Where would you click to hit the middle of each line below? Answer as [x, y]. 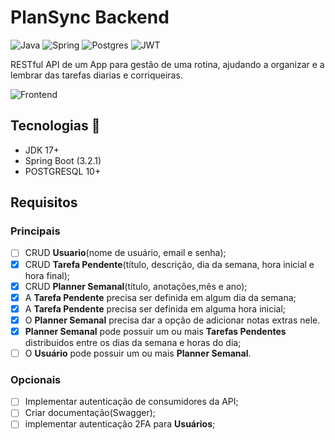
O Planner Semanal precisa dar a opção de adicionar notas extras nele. [172, 320]
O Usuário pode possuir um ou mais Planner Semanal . [138, 353]
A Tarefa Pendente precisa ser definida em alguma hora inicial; [155, 308]
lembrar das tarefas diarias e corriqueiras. [96, 75]
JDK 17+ [42, 150]
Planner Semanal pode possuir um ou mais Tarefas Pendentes [155, 331]
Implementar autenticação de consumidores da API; [131, 402]
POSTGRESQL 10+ [63, 171]
